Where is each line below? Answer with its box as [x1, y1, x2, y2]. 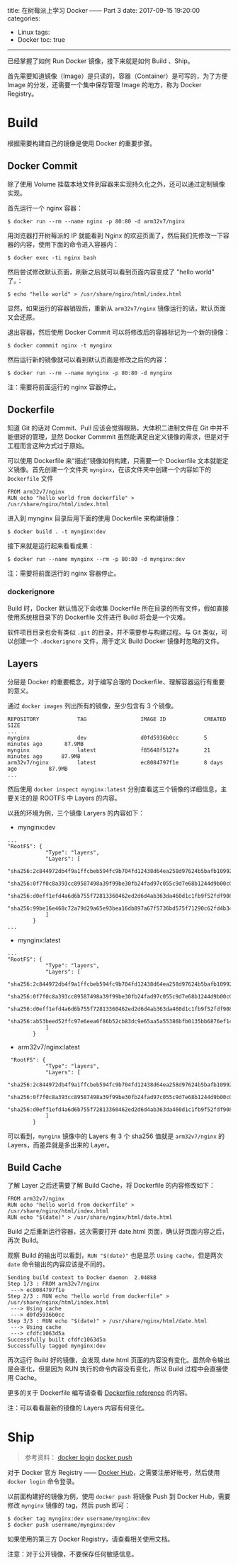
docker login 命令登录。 [7, 1477, 79, 1486]
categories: [7, 14, 40, 23]
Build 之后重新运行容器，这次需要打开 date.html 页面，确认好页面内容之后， [7, 1227, 229, 1236]
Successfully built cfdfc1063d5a [7, 1336, 106, 1344]
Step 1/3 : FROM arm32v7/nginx [7, 1281, 100, 1288]
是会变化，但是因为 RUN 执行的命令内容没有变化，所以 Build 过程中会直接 [7, 1364, 222, 1374]
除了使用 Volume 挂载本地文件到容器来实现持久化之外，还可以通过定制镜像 [7, 179, 225, 188]
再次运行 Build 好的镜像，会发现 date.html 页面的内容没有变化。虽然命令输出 [7, 1356, 230, 1364]
